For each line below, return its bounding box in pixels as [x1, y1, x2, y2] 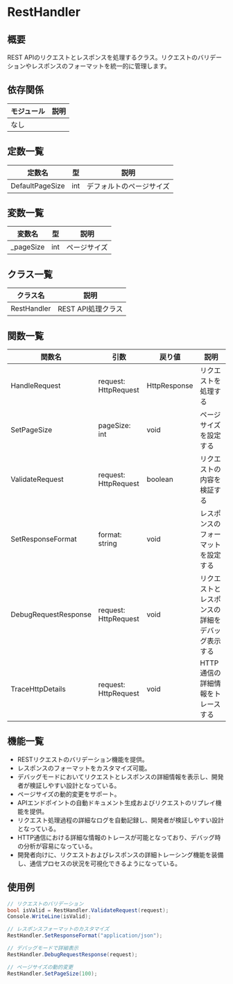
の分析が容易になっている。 [17, 842, 97, 850]
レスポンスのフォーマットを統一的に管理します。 [31, 62, 171, 70]
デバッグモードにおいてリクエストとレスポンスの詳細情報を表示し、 [17, 772, 212, 781]
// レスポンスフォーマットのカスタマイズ [7, 926, 110, 933]
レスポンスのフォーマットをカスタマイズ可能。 [17, 763, 151, 772]
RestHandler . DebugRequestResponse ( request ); [7, 951, 138, 958]
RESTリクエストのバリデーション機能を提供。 [17, 755, 148, 763]
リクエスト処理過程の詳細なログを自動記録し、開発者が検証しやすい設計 [17, 815, 224, 824]
